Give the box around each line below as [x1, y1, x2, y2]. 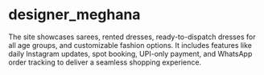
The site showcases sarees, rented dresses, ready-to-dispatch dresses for [8, 32, 256, 41]
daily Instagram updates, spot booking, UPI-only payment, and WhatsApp [8, 49, 253, 58]
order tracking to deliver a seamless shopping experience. [8, 57, 202, 67]
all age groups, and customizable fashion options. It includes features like [8, 40, 252, 49]
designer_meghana [8, 6, 141, 24]
